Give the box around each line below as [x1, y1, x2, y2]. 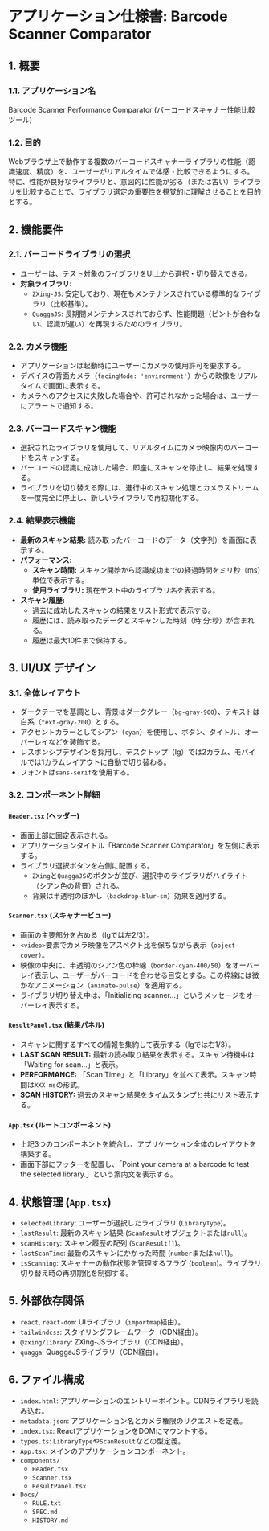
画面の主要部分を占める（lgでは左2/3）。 [19, 930, 154, 939]
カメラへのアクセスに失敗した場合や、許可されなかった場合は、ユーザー [19, 391, 259, 400]
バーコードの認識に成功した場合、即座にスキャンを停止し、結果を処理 [19, 463, 253, 473]
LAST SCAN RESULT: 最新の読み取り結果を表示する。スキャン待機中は [19, 1049, 255, 1059]
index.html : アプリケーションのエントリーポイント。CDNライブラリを [19, 1396, 251, 1406]
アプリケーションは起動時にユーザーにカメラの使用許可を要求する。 [19, 361, 246, 371]
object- [213, 942, 239, 950]
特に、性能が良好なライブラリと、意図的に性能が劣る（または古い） [8, 177, 234, 187]
